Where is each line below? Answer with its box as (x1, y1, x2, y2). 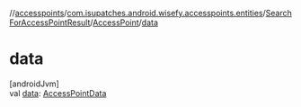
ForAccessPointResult (9, 17, 91, 28)
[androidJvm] (9, 78, 60, 89)
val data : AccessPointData (9, 87, 107, 98)
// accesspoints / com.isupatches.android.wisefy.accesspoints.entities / (9, 8, 267, 18)
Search (265, 8, 292, 18)
